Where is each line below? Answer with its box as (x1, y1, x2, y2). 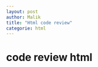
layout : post (6, 8, 38, 15)
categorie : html (6, 25, 46, 31)
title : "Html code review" (6, 20, 73, 25)
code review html (6, 51, 93, 64)
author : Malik (6, 14, 41, 20)
